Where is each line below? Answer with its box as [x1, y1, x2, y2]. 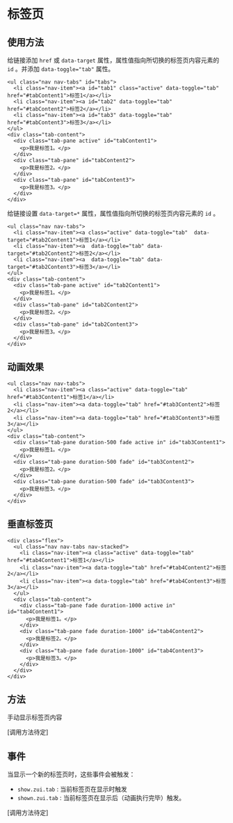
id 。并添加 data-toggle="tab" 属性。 [7, 65, 115, 73]
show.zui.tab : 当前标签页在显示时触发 [17, 785, 127, 794]
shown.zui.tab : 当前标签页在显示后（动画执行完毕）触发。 [17, 794, 186, 802]
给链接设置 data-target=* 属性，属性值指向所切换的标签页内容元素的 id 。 [7, 210, 220, 217]
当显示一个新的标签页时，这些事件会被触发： [7, 770, 136, 778]
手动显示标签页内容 [7, 713, 63, 721]
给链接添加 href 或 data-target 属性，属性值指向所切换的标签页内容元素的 [7, 56, 220, 64]
